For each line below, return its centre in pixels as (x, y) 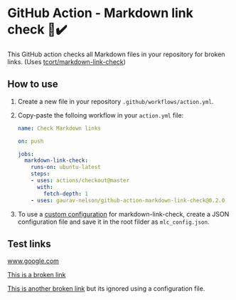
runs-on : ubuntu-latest (66, 167)
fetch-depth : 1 (66, 194)
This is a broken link (37, 275)
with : (45, 187)
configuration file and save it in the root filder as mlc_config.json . (113, 222)
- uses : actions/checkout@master (80, 180)
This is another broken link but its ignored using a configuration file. (106, 289)
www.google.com (33, 261)
